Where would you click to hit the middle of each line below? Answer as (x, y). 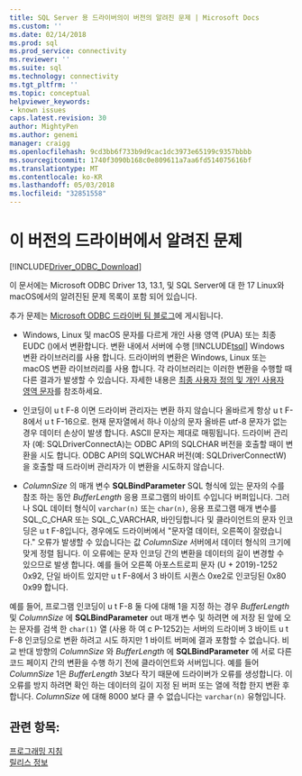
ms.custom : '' (36, 26)
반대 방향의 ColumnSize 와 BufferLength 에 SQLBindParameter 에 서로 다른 (156, 651)
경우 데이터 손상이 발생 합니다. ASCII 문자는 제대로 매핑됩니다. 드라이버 (147, 433)
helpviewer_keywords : (50, 101)
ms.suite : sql (36, 68)
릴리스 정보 (29, 762)
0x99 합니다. (46, 587)
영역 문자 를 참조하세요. (62, 391)
